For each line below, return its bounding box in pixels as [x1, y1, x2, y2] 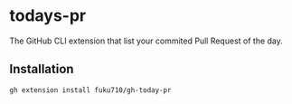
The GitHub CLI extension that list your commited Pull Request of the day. [9, 35, 283, 46]
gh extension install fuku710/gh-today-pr [9, 85, 172, 95]
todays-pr [9, 5, 87, 26]
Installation [9, 61, 74, 77]
